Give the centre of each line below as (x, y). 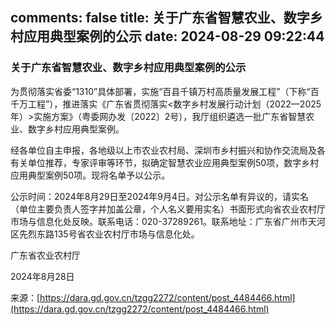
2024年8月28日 (42, 276)
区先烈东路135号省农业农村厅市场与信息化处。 (105, 234)
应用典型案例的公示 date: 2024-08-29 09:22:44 (174, 36)
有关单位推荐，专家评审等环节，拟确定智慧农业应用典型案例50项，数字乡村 (165, 162)
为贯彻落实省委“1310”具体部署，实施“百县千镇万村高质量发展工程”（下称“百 (165, 91)
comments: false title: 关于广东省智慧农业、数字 (160, 18)
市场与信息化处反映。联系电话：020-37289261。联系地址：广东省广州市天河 (168, 221)
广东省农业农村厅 (45, 255)
